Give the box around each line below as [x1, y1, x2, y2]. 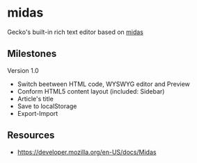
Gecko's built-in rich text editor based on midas [7, 28, 144, 36]
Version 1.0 [7, 66, 39, 74]
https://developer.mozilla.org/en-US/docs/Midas [17, 148, 157, 156]
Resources [7, 130, 55, 141]
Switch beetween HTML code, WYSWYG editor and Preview [17, 80, 190, 88]
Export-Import [17, 109, 58, 117]
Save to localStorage [17, 102, 77, 110]
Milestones [7, 48, 57, 60]
